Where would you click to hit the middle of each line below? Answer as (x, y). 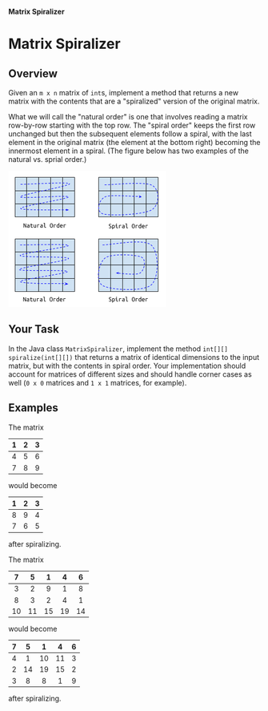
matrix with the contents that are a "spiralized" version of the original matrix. (134, 101)
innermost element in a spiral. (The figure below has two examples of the (129, 151)
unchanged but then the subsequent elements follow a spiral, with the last (130, 134)
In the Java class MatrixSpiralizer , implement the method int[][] (118, 349)
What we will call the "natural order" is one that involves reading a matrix (128, 117)
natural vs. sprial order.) (48, 159)
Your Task (34, 329)
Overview (33, 73)
